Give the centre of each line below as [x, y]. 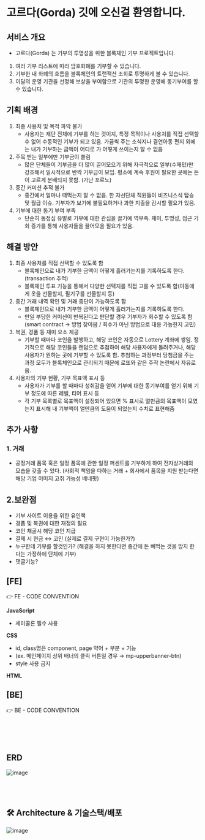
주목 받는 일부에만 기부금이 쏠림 [53, 156]
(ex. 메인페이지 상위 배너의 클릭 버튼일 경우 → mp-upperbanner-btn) [98, 655]
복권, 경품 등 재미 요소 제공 [47, 332]
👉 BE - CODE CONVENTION [43, 710]
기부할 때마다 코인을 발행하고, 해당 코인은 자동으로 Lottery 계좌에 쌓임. [108, 339]
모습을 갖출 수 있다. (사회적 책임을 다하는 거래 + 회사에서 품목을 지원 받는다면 [107, 471]
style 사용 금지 [33, 663]
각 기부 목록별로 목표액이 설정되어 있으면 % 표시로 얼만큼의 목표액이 [105, 401]
